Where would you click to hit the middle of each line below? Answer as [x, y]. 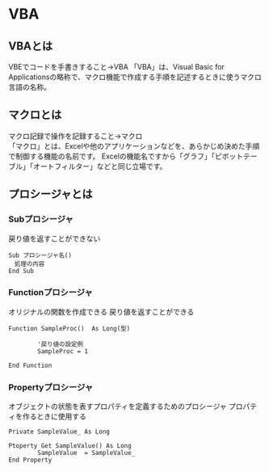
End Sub [21, 271]
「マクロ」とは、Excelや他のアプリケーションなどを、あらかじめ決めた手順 [134, 145]
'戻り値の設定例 [60, 344]
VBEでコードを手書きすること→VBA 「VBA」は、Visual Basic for [116, 67]
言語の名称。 [29, 87]
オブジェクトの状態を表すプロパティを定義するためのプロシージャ [118, 407]
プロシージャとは [50, 194]
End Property [30, 460]
